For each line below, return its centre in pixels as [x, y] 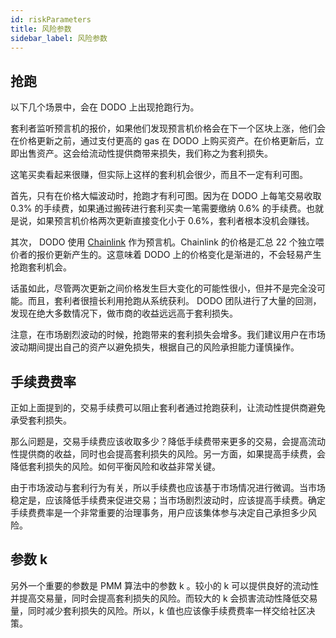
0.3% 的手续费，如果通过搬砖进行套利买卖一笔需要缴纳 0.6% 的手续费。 [158, 208]
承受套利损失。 [41, 420]
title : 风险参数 [41, 29]
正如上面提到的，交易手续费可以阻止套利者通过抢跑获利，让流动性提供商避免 [168, 407]
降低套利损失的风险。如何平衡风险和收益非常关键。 [115, 466]
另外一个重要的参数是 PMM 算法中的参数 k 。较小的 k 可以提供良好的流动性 [165, 585]
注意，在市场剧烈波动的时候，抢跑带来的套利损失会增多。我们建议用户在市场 [168, 335]
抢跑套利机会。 [41, 267]
